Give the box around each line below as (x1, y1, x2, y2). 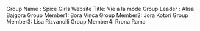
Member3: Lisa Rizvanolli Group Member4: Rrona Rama (6, 18, 146, 25)
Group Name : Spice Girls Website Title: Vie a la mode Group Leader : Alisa (6, 5, 194, 12)
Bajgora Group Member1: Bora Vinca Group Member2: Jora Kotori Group (6, 12, 189, 19)
